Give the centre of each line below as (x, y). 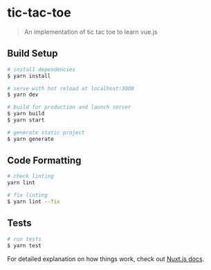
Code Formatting (44, 161)
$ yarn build (26, 114)
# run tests (24, 239)
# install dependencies (42, 69)
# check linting (30, 176)
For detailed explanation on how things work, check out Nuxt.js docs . (106, 259)
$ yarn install (29, 76)
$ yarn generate (30, 139)
